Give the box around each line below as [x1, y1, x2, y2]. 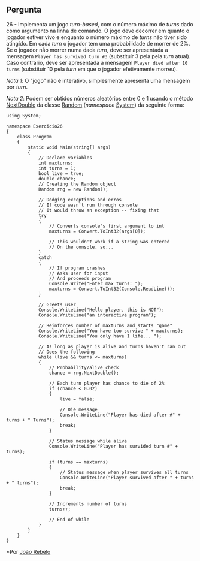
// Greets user [38, 301, 77, 307]
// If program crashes [49, 265, 106, 271]
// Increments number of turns [49, 500, 128, 507]
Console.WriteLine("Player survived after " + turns [59, 475, 195, 481]
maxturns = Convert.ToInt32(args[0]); [49, 228, 146, 234]
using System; [6, 113, 42, 119]
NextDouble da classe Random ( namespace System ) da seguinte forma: [6, 101, 184, 108]
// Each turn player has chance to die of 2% [49, 380, 165, 386]
